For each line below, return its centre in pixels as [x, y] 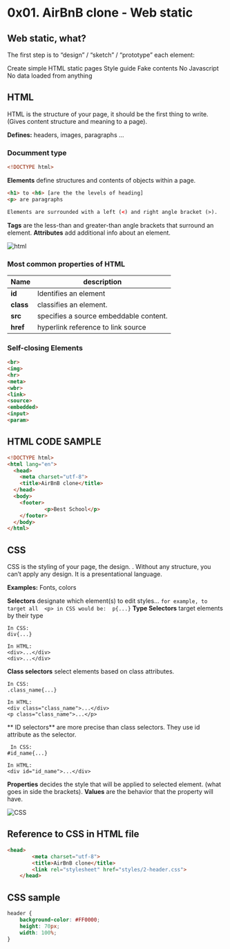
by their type [25, 616]
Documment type [37, 152]
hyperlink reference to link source [92, 327]
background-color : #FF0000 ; [60, 920]
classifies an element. [72, 305]
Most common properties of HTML [66, 264]
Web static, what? [47, 38]
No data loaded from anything [50, 75]
